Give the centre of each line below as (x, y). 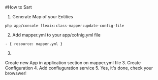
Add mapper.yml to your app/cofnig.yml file (56, 35)
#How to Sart (18, 7)
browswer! (16, 73)
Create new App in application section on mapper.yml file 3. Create (73, 63)
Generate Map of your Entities (43, 17)
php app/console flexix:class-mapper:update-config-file (65, 26)
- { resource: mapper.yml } (34, 44)
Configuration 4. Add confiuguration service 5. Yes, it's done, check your (79, 68)
